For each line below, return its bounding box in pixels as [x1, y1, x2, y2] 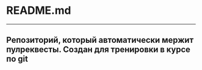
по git [6, 54, 28, 64]
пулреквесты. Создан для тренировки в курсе [6, 45, 191, 55]
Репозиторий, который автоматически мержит [6, 35, 194, 45]
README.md [6, 4, 72, 17]
